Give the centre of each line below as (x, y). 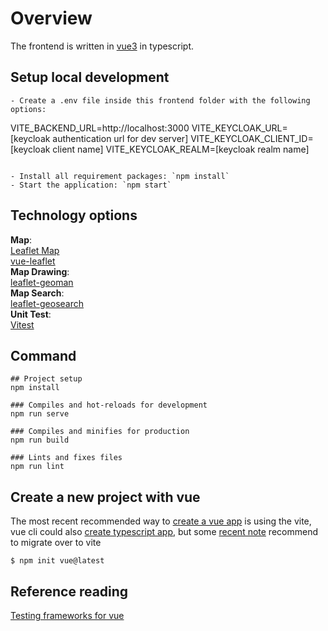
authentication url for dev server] (120, 138)
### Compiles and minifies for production (100, 432)
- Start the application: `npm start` (91, 185)
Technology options (74, 215)
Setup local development (90, 77)
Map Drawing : (40, 271)
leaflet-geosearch (47, 303)
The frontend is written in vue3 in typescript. (102, 46)
